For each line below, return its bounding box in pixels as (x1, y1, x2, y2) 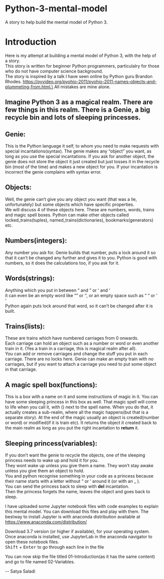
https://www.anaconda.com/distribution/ (5, 519, 87, 525)
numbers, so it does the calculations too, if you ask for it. (5, 260, 120, 266)
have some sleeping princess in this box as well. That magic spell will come (5, 399, 157, 405)
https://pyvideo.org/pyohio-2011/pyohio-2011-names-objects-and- (23, 78, 157, 84)
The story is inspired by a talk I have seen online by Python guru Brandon (5, 73, 153, 79)
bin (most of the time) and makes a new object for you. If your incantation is (5, 164, 158, 170)
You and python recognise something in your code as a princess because (5, 473, 154, 478)
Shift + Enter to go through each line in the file (5, 544, 104, 550)
